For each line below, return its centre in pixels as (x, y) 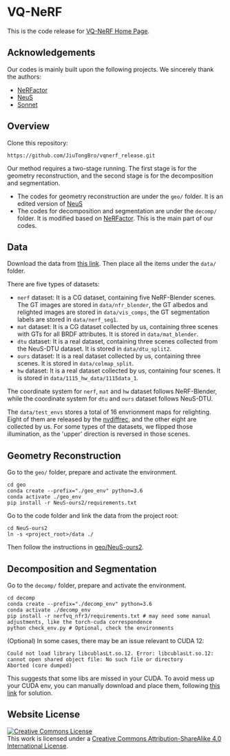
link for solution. (30, 693)
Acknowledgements (51, 53)
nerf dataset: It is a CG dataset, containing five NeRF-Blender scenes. (116, 297)
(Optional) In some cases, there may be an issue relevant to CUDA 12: (106, 641)
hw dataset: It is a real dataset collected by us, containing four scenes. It (119, 371)
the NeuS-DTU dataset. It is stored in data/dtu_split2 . (94, 349)
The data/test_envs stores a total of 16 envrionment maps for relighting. (109, 412)
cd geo (17, 485)
